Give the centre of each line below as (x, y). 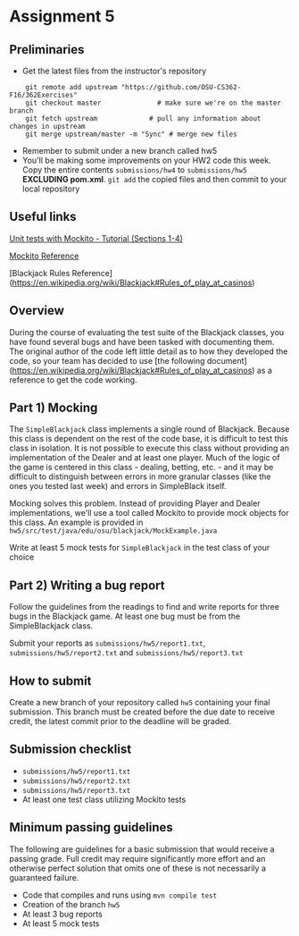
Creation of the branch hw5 (71, 904)
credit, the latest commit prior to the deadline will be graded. (120, 721)
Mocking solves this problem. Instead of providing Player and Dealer (135, 503)
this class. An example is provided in (76, 523)
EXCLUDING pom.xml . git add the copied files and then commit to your (154, 179)
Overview (37, 311)
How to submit (50, 681)
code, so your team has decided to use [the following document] (128, 360)
